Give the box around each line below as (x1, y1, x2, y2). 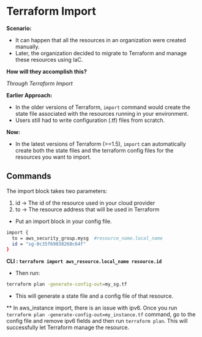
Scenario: (6, 25, 32, 32)
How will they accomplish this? (6, 67, 87, 75)
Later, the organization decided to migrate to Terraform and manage (15, 49, 187, 56)
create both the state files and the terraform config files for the (15, 146, 174, 154)
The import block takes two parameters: (6, 187, 108, 194)
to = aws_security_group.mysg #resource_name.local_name (12, 235, 163, 241)
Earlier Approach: (6, 91, 53, 99)
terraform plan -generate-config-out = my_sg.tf (6, 281, 127, 287)
